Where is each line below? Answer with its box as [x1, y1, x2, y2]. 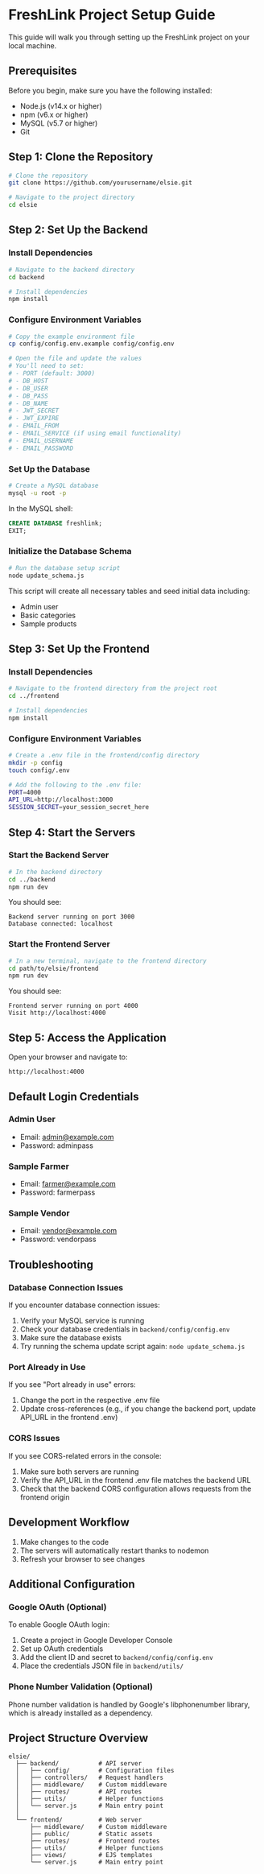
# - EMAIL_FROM [8, 422, 60, 430]
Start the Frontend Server [8, 939, 110, 950]
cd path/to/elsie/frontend [8, 964, 99, 972]
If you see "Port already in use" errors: [8, 1380, 136, 1389]
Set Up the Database [8, 463, 91, 474]
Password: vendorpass [19, 1234, 97, 1245]
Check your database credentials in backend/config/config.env [19, 1324, 230, 1334]
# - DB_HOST [8, 377, 48, 385]
